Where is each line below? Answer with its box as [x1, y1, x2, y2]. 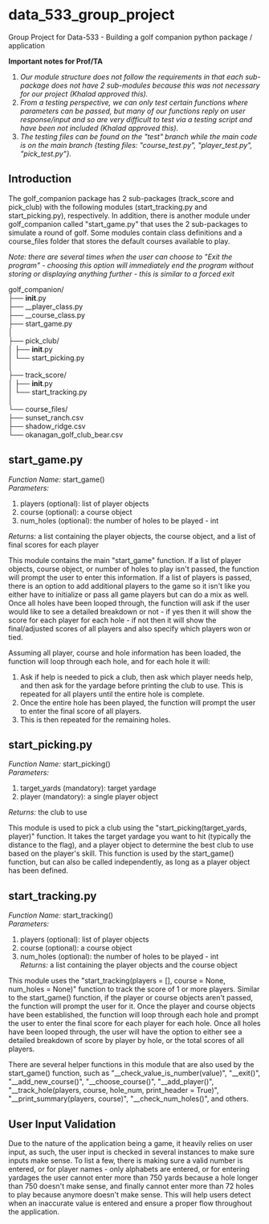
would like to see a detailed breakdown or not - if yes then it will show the [8, 606, 252, 616]
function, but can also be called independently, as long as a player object [8, 857, 251, 867]
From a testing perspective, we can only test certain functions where [19, 97, 249, 107]
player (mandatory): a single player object [19, 792, 159, 802]
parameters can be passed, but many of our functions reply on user [19, 106, 246, 116]
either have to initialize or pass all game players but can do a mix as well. [8, 589, 249, 599]
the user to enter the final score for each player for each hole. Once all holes [8, 1019, 261, 1029]
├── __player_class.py [8, 302, 84, 311]
